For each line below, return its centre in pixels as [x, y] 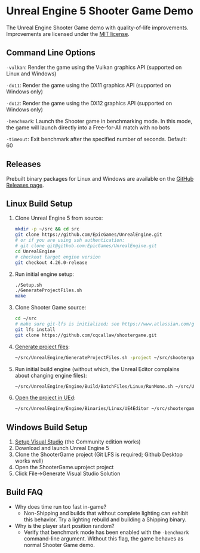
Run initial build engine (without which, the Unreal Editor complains [97, 369]
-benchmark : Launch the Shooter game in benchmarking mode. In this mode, [99, 121]
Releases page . [25, 185]
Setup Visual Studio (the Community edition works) [78, 442]
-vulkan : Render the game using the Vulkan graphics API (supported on [94, 67]
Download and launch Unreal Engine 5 [62, 448]
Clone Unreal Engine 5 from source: [59, 218]
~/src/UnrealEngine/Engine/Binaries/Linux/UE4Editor [82, 409]
